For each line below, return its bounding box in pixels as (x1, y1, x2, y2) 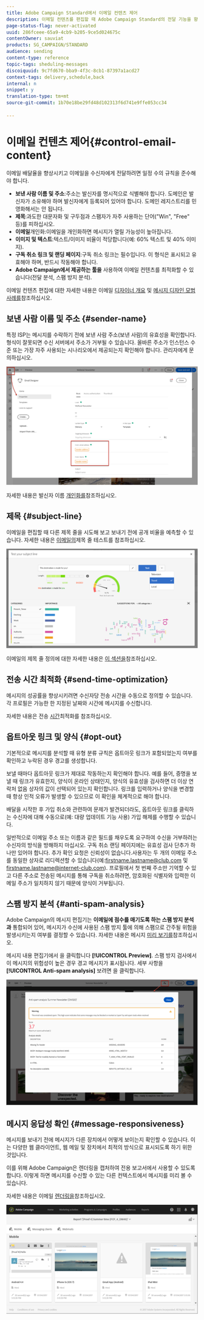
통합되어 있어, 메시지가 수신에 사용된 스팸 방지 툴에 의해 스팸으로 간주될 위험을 (12, 924, 197, 931)
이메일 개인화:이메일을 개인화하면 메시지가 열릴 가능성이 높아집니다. (15, 228, 173, 235)
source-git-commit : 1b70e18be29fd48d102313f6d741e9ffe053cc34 (6, 100, 167, 106)
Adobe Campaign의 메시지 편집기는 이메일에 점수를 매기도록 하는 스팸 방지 (6, 916, 183, 924)
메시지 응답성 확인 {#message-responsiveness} (6, 1118, 185, 1129)
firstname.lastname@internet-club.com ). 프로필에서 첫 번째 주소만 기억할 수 (6, 864, 190, 871)
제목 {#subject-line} (6, 511, 83, 522)
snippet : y (6, 87, 34, 93)
